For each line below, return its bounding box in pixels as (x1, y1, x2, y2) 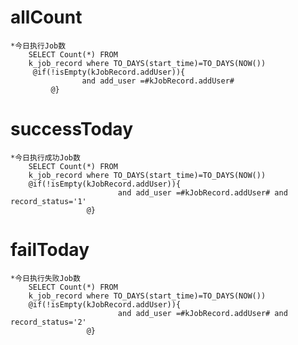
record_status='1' (10, 196, 87, 206)
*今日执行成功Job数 (10, 152, 81, 163)
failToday (10, 239, 90, 261)
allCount (10, 6, 83, 29)
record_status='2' (10, 317, 87, 327)
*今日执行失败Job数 (10, 273, 81, 283)
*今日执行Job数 (10, 41, 67, 51)
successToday (10, 118, 133, 141)
